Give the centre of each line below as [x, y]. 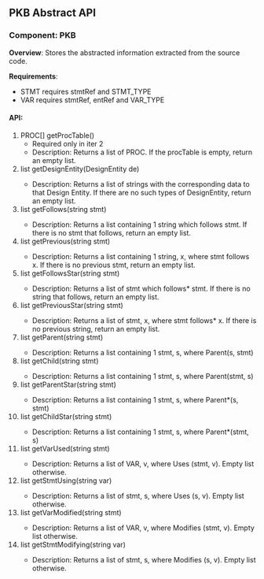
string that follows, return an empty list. [95, 297]
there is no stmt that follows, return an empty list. [112, 232]
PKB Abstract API [53, 13]
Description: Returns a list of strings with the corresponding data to [141, 184]
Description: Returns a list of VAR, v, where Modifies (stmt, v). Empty [143, 528]
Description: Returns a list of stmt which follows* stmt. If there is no [141, 288]
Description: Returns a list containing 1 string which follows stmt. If [139, 225]
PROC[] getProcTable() [57, 135]
